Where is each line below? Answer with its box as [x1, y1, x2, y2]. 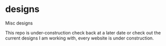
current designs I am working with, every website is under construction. [5, 35, 154, 41]
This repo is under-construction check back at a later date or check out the [5, 29, 161, 35]
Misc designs [5, 20, 33, 26]
